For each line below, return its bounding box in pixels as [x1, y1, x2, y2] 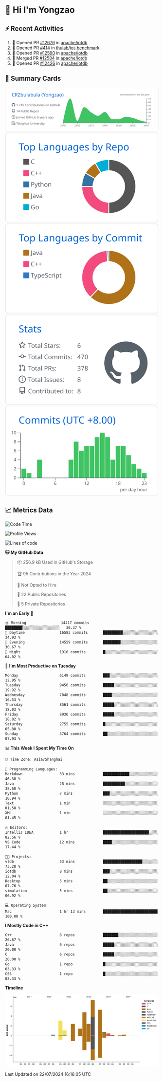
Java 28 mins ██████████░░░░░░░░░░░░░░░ [5, 781, 158, 787]
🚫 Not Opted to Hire [17, 582, 57, 588]
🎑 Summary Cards [5, 74, 61, 83]
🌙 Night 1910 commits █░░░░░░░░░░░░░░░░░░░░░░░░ [5, 650, 158, 655]
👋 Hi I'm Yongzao [5, 4, 75, 16]
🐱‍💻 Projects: [5, 854, 32, 860]
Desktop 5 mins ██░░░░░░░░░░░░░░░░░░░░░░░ [5, 879, 158, 884]
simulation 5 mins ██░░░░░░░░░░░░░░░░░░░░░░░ [5, 888, 158, 894]
